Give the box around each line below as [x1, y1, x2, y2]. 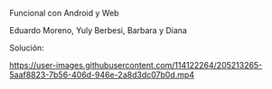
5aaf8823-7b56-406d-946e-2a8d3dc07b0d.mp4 [9, 69, 195, 80]
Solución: [9, 42, 45, 53]
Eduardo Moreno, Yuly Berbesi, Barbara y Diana [9, 25, 188, 35]
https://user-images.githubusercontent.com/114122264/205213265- [9, 60, 263, 70]
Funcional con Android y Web [9, 8, 119, 18]
